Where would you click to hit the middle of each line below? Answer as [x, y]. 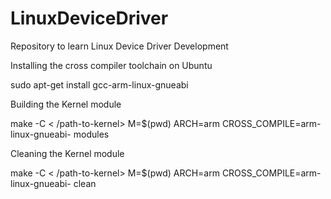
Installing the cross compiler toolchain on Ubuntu [111, 65]
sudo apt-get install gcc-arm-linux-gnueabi [99, 84]
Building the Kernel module [66, 104]
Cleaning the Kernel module [67, 153]
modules [91, 134]
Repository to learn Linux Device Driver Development [119, 46]
